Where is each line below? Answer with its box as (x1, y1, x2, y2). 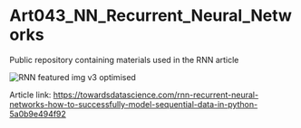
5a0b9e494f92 (9, 108, 66, 119)
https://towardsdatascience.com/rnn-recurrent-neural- (53, 89, 259, 100)
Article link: (9, 89, 52, 100)
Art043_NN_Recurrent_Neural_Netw (9, 5, 293, 26)
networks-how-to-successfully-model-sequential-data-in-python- (9, 98, 258, 109)
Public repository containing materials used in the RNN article (9, 54, 239, 65)
